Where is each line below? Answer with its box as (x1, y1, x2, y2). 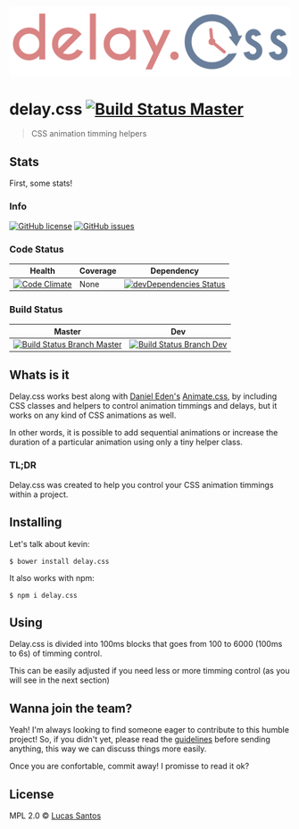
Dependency (150, 266, 199, 277)
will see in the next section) (9, 675, 110, 685)
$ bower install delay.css (9, 557, 110, 566)
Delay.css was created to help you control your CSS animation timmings (9, 479, 274, 490)
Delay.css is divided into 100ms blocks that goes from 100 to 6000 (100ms (9, 639, 283, 650)
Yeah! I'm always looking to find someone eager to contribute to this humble (9, 725, 290, 735)
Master (54, 326, 82, 336)
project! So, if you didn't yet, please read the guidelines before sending (9, 734, 270, 745)
